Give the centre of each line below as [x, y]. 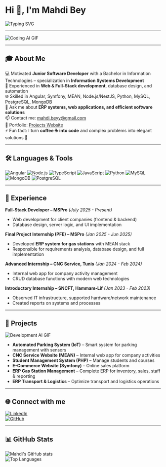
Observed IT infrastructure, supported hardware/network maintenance [84, 298]
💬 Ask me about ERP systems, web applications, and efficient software [79, 107]
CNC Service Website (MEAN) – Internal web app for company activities [86, 355]
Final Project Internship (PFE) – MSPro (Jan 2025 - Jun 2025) [69, 234]
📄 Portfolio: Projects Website [34, 125]
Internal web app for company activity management [65, 273]
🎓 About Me [25, 59]
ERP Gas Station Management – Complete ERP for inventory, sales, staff [86, 371]
